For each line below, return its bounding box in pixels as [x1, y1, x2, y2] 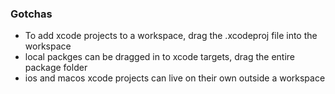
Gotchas [10, 7, 53, 21]
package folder [24, 62, 88, 74]
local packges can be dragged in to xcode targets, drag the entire [24, 51, 296, 63]
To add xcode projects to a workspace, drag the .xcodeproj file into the [24, 30, 318, 42]
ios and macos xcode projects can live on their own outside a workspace [24, 72, 326, 84]
